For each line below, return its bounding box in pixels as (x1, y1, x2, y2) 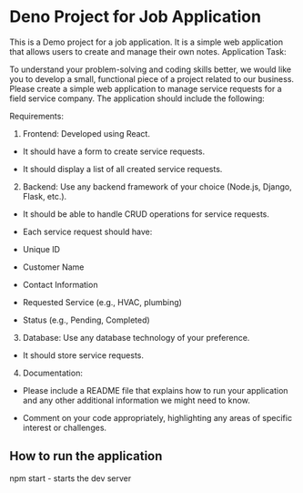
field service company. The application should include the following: (9, 93, 266, 104)
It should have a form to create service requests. (22, 146, 206, 157)
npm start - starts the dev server (9, 472, 132, 484)
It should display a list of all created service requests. (22, 163, 223, 174)
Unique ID (22, 243, 61, 254)
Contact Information (22, 279, 98, 290)
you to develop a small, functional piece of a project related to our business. (9, 73, 294, 84)
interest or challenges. (22, 422, 107, 433)
